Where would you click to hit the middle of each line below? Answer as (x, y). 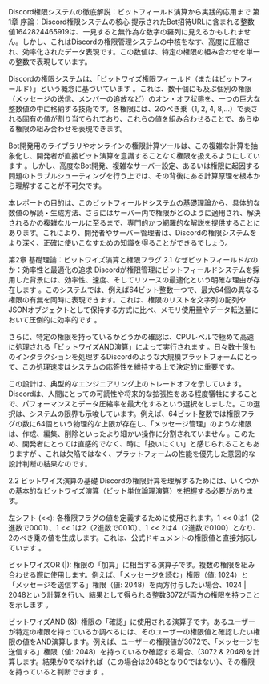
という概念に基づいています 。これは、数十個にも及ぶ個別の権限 (146, 89)
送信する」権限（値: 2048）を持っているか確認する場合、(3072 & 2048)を (131, 652)
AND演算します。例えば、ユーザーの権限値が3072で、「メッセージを (148, 642)
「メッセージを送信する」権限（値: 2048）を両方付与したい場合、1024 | (127, 585)
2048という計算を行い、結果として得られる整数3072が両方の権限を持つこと (134, 595)
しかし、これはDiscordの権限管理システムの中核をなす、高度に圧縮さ (136, 42)
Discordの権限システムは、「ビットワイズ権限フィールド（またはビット (124, 79)
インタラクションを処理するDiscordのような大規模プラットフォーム (126, 357)
